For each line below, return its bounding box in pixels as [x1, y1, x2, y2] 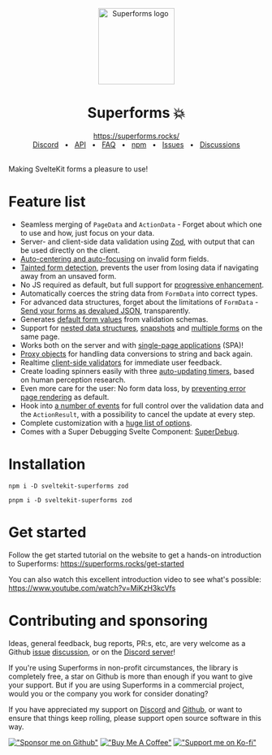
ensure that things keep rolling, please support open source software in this [8, 713, 261, 722]
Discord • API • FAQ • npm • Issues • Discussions [32, 139, 241, 150]
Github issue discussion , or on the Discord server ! [8, 647, 176, 657]
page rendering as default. [19, 392, 110, 401]
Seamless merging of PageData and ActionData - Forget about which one [19, 219, 262, 229]
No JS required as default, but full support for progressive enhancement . [19, 280, 265, 289]
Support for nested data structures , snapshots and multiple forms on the [19, 323, 263, 332]
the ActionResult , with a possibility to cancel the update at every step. [19, 409, 256, 419]
